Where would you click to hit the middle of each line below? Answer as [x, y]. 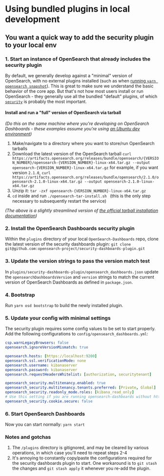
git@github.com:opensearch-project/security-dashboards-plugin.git [75, 249]
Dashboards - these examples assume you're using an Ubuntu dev [72, 129]
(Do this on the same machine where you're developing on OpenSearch [77, 124]
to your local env [31, 45]
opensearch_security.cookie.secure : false [49, 401]
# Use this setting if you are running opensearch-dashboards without [78, 397]
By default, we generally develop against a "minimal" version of [69, 75]
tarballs [20, 149]
